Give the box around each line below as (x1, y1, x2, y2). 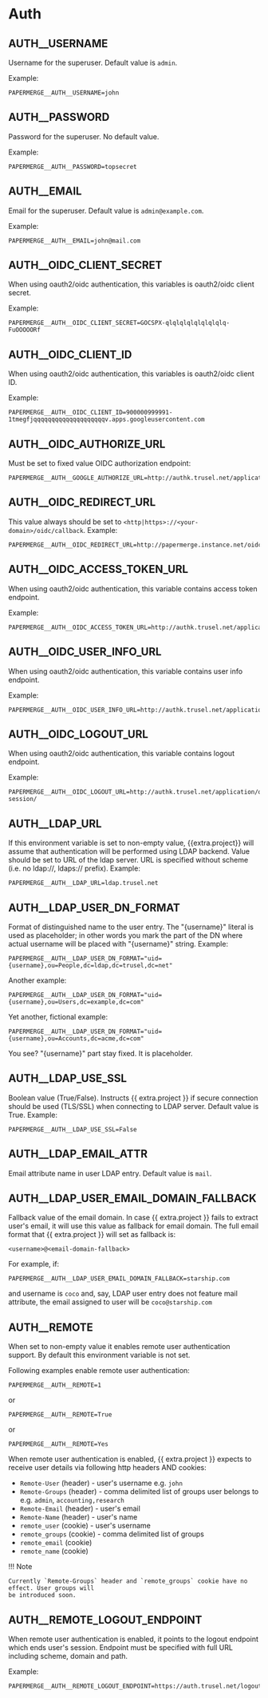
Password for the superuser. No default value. (8, 131, 160, 141)
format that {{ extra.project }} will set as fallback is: (8, 1230, 176, 1239)
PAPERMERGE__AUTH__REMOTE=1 (8, 1381, 102, 1389)
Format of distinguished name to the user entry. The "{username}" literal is (8, 922, 254, 931)
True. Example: (8, 1110, 58, 1119)
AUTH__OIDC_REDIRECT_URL (8, 495, 156, 509)
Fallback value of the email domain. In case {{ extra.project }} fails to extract (8, 1213, 258, 1223)
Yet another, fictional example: (8, 1011, 108, 1021)
